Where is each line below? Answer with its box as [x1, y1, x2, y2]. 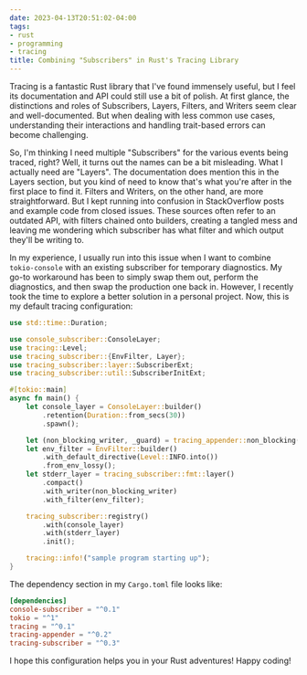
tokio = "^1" [9, 613, 59, 622]
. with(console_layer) [42, 520, 125, 530]
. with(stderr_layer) [42, 529, 121, 538]
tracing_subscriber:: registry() [26, 512, 149, 521]
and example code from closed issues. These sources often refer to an [9, 206, 276, 216]
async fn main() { [9, 394, 79, 403]
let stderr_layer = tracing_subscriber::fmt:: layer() [26, 469, 235, 480]
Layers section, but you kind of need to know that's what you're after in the [9, 176, 292, 187]
